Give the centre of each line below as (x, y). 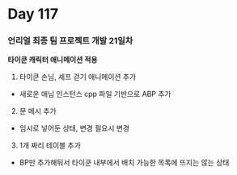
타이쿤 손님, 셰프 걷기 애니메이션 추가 (78, 77)
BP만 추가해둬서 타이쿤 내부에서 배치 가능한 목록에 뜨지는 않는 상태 (124, 163)
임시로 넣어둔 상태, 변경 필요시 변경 (74, 128)
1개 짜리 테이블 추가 (50, 145)
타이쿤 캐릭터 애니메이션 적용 (53, 60)
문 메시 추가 (38, 111)
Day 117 (33, 14)
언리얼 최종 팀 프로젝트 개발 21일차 (70, 41)
